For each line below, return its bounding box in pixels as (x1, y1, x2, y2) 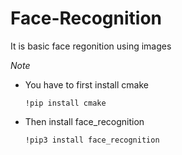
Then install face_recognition (24, 115, 145, 127)
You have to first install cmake (24, 78, 149, 91)
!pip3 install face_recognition (24, 135, 160, 145)
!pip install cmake (24, 98, 107, 108)
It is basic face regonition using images (10, 40, 172, 52)
